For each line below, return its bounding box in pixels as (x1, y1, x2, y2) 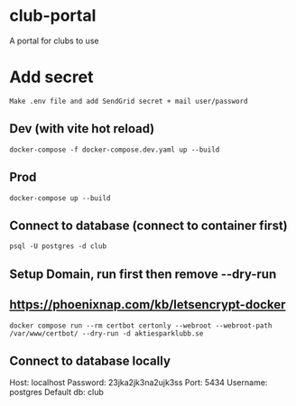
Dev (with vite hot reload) (9, 121, 155, 136)
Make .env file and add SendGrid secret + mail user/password (9, 97, 248, 106)
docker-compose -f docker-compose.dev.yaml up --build (9, 145, 220, 154)
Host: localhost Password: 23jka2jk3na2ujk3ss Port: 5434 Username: (9, 377, 268, 388)
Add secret (9, 67, 94, 88)
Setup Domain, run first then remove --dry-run (9, 266, 277, 281)
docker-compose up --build (9, 193, 111, 203)
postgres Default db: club (9, 387, 104, 398)
